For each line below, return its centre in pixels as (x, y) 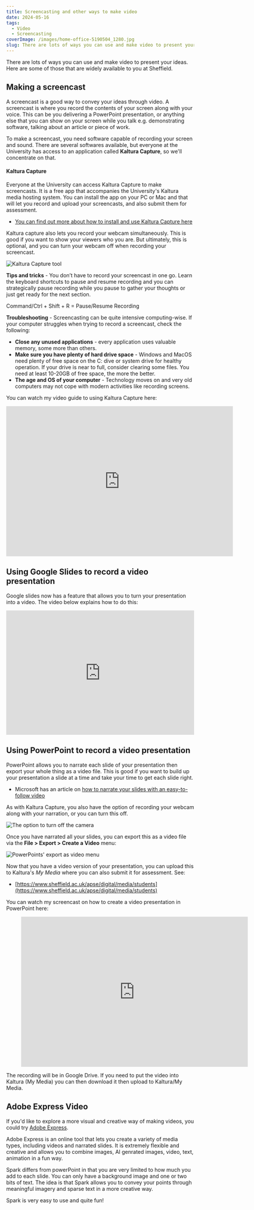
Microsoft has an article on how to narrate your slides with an (90, 789)
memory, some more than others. (56, 348)
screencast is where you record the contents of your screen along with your (99, 108)
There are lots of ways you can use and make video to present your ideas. (97, 62)
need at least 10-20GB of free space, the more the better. (85, 373)
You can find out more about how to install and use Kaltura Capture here (103, 221)
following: (18, 330)
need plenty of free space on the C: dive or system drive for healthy (98, 361)
